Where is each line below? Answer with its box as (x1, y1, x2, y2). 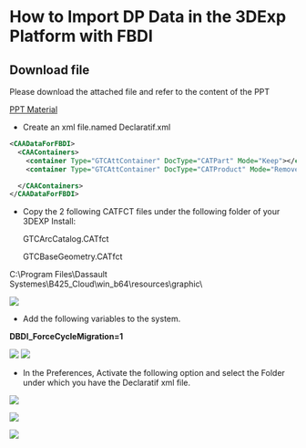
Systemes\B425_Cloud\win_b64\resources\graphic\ (9, 278, 203, 289)
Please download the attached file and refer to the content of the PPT (9, 87, 270, 97)
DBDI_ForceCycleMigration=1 (9, 331, 124, 342)
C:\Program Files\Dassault (9, 269, 107, 280)
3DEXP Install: (22, 216, 76, 227)
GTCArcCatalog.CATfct (22, 234, 109, 245)
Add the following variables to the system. (22, 313, 181, 325)
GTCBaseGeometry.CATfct (22, 251, 123, 262)
